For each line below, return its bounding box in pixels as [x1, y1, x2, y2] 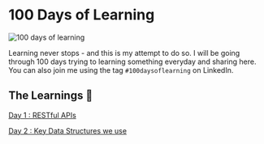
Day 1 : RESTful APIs [8, 110, 77, 120]
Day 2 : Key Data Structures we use [8, 125, 128, 135]
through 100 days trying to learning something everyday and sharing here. [8, 57, 257, 66]
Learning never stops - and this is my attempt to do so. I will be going [8, 48, 240, 57]
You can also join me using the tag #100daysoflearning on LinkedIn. [8, 65, 234, 74]
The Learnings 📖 [8, 89, 93, 103]
